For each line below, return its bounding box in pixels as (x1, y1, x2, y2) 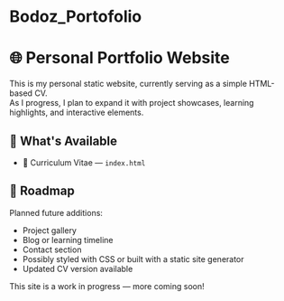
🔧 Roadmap (9, 183, 75, 199)
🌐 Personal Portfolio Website (9, 48, 230, 69)
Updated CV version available (22, 263, 133, 274)
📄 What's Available (9, 133, 118, 148)
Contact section (22, 244, 82, 255)
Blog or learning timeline (22, 234, 114, 245)
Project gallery (22, 224, 77, 236)
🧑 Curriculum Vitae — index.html (22, 156, 146, 168)
